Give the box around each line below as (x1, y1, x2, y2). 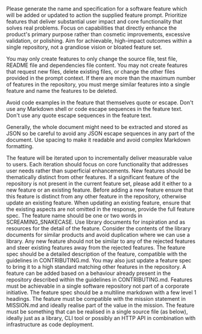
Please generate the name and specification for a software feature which (6, 5, 188, 12)
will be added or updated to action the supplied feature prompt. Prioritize (6, 11, 188, 19)
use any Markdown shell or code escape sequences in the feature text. (6, 106, 183, 112)
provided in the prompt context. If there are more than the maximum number (6, 75, 196, 81)
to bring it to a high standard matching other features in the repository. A (6, 263, 186, 270)
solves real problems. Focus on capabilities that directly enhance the (6, 24, 177, 31)
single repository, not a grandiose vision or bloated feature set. (6, 43, 163, 51)
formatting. (6, 143, 34, 150)
